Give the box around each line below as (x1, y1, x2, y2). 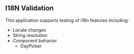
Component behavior (12, 37, 57, 43)
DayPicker (20, 42, 42, 49)
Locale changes (12, 27, 47, 33)
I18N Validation (5, 4, 54, 12)
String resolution (12, 32, 48, 38)
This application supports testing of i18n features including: (5, 17, 129, 23)
